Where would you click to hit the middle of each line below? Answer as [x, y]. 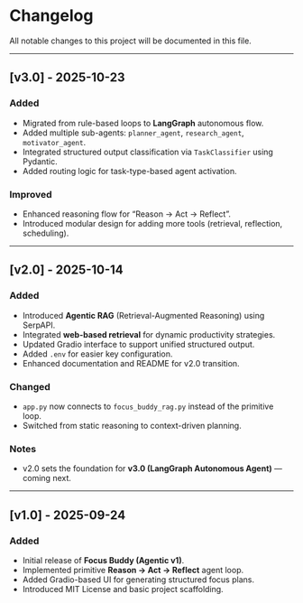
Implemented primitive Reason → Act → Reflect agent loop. [133, 570]
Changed [30, 386]
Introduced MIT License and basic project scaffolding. [123, 589]
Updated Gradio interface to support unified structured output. [138, 344]
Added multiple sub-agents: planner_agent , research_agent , [133, 133]
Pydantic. [40, 161]
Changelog [51, 16]
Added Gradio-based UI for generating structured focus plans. [138, 580]
